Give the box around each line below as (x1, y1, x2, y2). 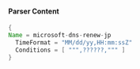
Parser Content (8, 6, 59, 16)
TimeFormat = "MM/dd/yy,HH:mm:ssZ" (15, 38, 133, 47)
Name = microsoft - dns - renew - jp (8, 32, 112, 40)
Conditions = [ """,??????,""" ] (15, 46, 126, 54)
